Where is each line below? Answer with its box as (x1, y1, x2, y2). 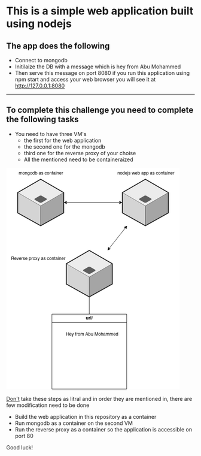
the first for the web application (23, 137, 102, 144)
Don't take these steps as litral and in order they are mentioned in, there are (6, 395, 193, 402)
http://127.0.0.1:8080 (14, 82, 65, 89)
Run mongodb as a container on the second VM (14, 419, 133, 427)
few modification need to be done (6, 401, 90, 409)
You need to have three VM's (14, 130, 87, 137)
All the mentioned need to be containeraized (23, 156, 133, 163)
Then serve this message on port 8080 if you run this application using (14, 70, 190, 76)
